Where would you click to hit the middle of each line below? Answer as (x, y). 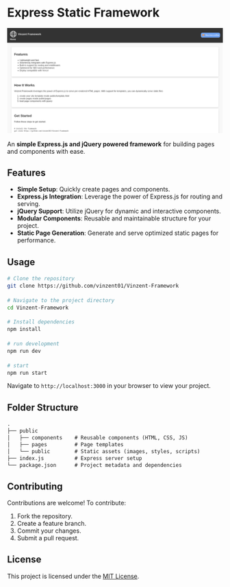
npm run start (27, 373)
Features (26, 173)
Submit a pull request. (48, 538)
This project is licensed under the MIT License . (73, 576)
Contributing (35, 486)
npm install (24, 330)
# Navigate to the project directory (61, 300)
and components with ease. (46, 151)
